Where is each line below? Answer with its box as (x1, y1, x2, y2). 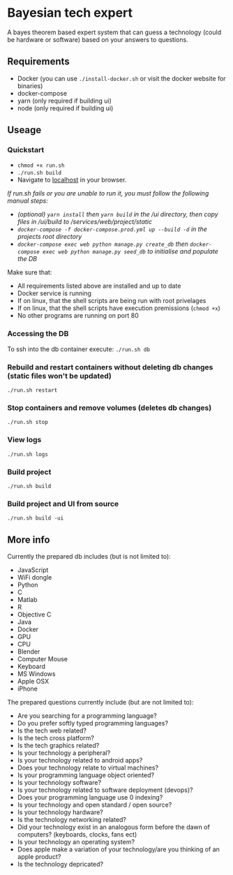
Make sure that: (7, 268, 52, 277)
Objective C (17, 610, 52, 619)
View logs (7, 435, 42, 445)
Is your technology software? (17, 779, 102, 787)
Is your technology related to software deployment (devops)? (17, 786, 193, 794)
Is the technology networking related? (17, 816, 127, 824)
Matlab (17, 596, 38, 604)
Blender (17, 647, 40, 656)
